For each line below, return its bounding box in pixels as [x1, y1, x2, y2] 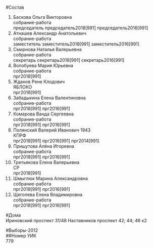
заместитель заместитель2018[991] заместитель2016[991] [13, 41, 139, 47]
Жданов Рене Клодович [13, 78, 65, 85]
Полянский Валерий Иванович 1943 [13, 127, 91, 133]
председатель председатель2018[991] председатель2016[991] [13, 25, 148, 31]
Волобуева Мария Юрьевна [13, 63, 74, 68]
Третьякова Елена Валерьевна [13, 159, 80, 165]
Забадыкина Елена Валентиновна [13, 95, 86, 101]
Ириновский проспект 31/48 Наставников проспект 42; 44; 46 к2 [6, 218, 147, 223]
